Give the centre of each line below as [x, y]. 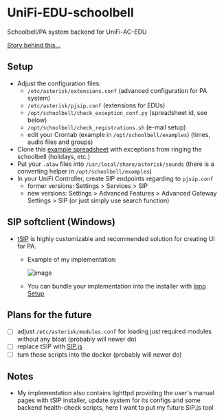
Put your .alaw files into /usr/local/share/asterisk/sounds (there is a [115, 164]
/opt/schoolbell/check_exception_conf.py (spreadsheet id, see [117, 112]
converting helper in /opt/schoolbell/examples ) [85, 171]
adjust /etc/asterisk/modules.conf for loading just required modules [114, 331]
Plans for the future [49, 315]
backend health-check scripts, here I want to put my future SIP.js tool [115, 408]
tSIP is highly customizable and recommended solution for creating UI [116, 238]
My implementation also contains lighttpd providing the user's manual [116, 393]
